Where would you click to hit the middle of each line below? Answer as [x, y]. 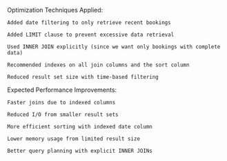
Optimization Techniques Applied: [55, 10]
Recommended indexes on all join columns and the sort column [98, 65]
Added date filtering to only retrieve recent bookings [89, 23]
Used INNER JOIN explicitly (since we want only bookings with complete [114, 47]
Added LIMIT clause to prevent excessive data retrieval [91, 35]
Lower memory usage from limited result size [73, 139]
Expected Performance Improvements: [62, 90]
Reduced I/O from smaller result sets [63, 115]
